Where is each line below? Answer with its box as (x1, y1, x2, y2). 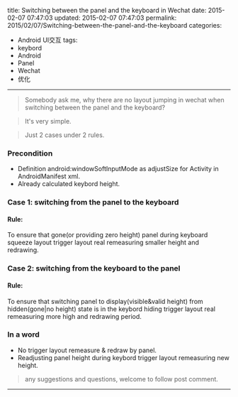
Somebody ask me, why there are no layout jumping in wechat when (24, 96, 225, 104)
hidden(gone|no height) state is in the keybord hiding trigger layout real (7, 305, 216, 313)
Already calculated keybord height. (17, 180, 120, 188)
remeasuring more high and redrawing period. (7, 312, 142, 320)
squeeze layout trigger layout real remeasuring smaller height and (7, 238, 200, 247)
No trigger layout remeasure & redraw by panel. (17, 346, 157, 354)
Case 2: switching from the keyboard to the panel (7, 263, 181, 273)
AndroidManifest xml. (17, 172, 81, 180)
